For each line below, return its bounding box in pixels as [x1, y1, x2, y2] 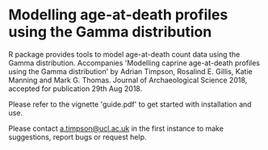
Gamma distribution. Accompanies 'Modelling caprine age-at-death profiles [8, 58, 261, 68]
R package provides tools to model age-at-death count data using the [8, 49, 241, 59]
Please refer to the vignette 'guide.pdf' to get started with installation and [8, 99, 252, 109]
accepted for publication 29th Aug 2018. [8, 83, 143, 94]
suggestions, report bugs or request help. [8, 131, 147, 142]
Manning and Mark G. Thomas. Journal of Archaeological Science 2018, [8, 75, 248, 85]
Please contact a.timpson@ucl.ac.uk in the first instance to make [8, 123, 224, 133]
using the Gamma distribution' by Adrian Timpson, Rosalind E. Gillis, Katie [8, 66, 253, 76]
